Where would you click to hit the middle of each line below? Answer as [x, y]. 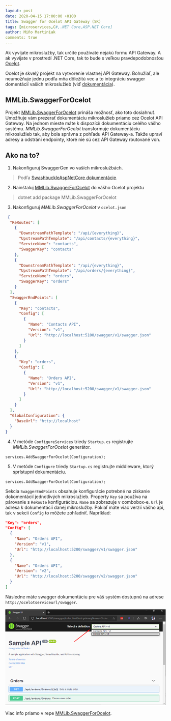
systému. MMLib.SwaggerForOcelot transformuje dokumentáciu [73, 128]
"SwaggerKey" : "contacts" [46, 249]
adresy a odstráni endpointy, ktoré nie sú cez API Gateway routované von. [83, 139]
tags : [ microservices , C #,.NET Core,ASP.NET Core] [59, 27]
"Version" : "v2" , [33, 571]
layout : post [19, 11]
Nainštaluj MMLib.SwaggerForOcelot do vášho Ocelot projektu [78, 187]
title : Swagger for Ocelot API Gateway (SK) [53, 21]
